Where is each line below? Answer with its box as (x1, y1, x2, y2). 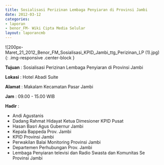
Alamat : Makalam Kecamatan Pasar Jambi (5, 84, 93, 90)
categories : (5, 16, 30, 21)
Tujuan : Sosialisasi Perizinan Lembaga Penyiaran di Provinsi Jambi (5, 64, 143, 70)
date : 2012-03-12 (5, 12, 41, 17)
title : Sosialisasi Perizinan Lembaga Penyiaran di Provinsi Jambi (5, 7, 148, 12)
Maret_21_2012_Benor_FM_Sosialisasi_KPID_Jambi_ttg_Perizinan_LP (5, 49, 144, 55)
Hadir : (5, 103, 19, 109)
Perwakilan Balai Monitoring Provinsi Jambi (12, 139, 101, 145)
